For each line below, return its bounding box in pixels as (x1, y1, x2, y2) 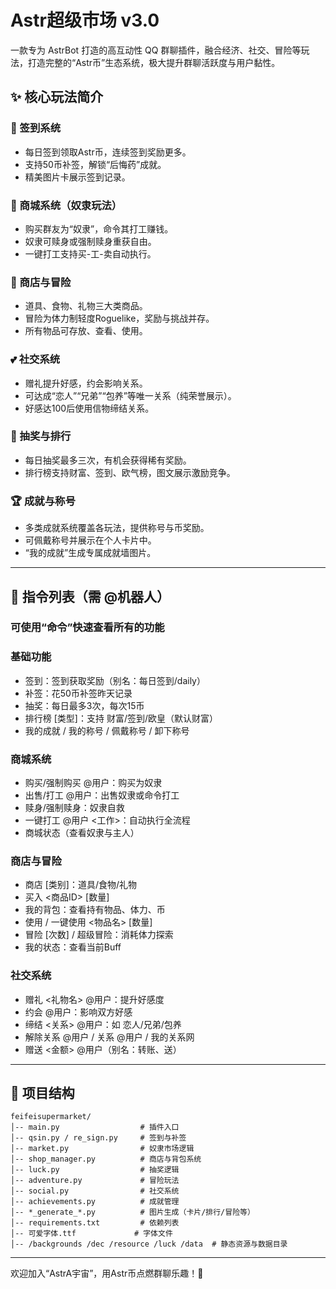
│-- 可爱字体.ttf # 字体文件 (10, 1229, 173, 1239)
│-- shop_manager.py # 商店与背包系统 (10, 1154, 202, 1165)
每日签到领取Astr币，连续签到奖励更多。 (24, 146, 192, 158)
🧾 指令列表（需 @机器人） (10, 588, 171, 605)
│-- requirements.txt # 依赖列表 (10, 1218, 180, 1228)
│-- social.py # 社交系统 (10, 1186, 180, 1196)
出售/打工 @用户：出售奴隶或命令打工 (24, 789, 180, 801)
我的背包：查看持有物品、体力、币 (24, 904, 166, 916)
